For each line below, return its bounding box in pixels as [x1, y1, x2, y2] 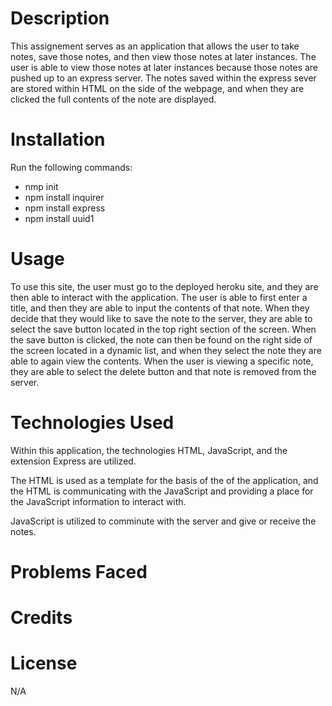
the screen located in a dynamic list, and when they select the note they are [10, 344, 322, 356]
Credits [10, 607, 73, 629]
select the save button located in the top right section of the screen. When [10, 323, 317, 335]
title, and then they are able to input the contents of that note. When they [10, 302, 310, 314]
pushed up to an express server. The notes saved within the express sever [10, 72, 317, 84]
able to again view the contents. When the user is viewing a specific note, [10, 355, 314, 367]
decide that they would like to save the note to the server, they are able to [10, 312, 313, 324]
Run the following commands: [10, 161, 133, 173]
